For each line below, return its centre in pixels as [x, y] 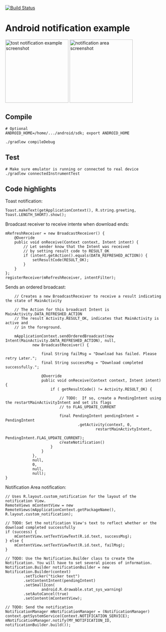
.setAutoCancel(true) [46, 594]
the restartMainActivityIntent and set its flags [59, 403]
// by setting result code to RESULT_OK [66, 251]
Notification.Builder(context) [38, 572]
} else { [14, 541]
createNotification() [82, 443]
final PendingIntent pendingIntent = [99, 416]
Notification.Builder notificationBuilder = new [57, 567]
